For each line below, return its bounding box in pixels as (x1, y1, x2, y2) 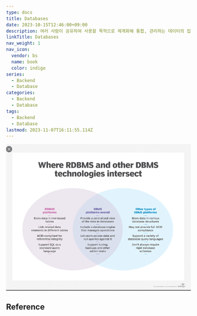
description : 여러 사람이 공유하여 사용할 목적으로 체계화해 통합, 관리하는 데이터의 (6, 28, 185, 34)
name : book (11, 59, 38, 64)
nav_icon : (6, 47, 30, 53)
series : (6, 71, 25, 77)
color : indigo (11, 65, 46, 71)
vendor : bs (11, 53, 38, 59)
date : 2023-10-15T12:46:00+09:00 (6, 22, 88, 28)
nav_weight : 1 (6, 40, 41, 46)
